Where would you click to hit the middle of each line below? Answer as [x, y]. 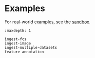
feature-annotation [24, 52]
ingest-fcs [16, 39]
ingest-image [18, 43]
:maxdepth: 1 [18, 30]
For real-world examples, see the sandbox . [47, 22]
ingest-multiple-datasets [31, 47]
